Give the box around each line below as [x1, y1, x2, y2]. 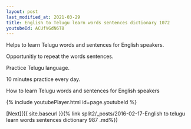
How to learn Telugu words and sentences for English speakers [6, 87, 160, 95]
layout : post [6, 8, 38, 15]
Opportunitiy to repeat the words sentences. [6, 53, 114, 60]
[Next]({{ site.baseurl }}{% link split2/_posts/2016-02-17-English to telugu [6, 110, 186, 117]
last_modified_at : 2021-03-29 [6, 14, 81, 20]
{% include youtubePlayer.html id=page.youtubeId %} [6, 99, 137, 106]
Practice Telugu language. [6, 64, 70, 72]
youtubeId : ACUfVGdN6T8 [6, 25, 65, 31]
